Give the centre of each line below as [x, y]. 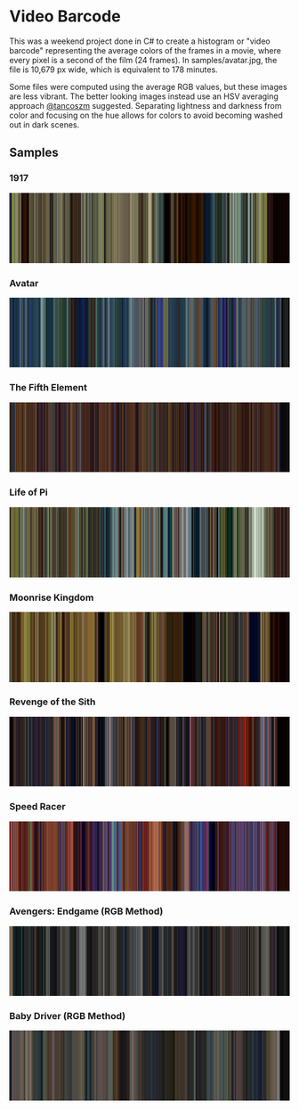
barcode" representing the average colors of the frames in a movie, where [145, 50]
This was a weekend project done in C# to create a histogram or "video [140, 41]
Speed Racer [37, 807]
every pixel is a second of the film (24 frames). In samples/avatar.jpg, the [143, 60]
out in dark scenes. [44, 124]
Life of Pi [28, 492]
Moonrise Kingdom [52, 597]
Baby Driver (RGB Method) [68, 1016]
